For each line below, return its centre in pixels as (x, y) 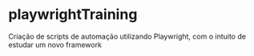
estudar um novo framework (55, 44)
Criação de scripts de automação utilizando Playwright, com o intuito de (127, 36)
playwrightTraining (73, 15)
